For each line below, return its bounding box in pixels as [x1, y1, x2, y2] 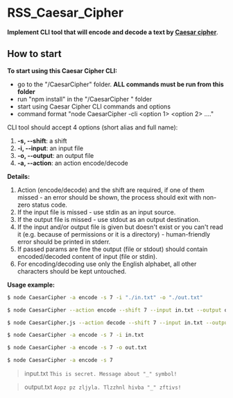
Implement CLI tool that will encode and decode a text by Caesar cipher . [7, 28, 218, 36]
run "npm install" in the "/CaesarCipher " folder [17, 95, 153, 103]
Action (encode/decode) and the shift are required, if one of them [17, 186, 205, 194]
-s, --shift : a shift [17, 136, 67, 145]
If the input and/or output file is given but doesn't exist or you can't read [17, 223, 223, 231]
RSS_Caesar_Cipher [7, 5, 123, 21]
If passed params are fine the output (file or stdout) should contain [17, 245, 208, 253]
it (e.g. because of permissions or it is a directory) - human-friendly [17, 230, 210, 238]
